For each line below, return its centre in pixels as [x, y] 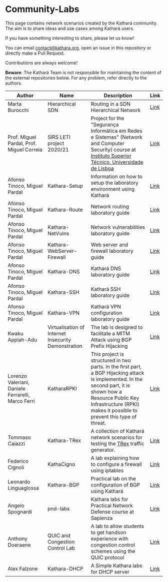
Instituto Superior [111, 156]
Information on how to [116, 176]
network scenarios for [116, 437]
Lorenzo [17, 376]
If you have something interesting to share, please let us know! [69, 38]
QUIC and [59, 535]
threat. [98, 423]
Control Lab [61, 548]
